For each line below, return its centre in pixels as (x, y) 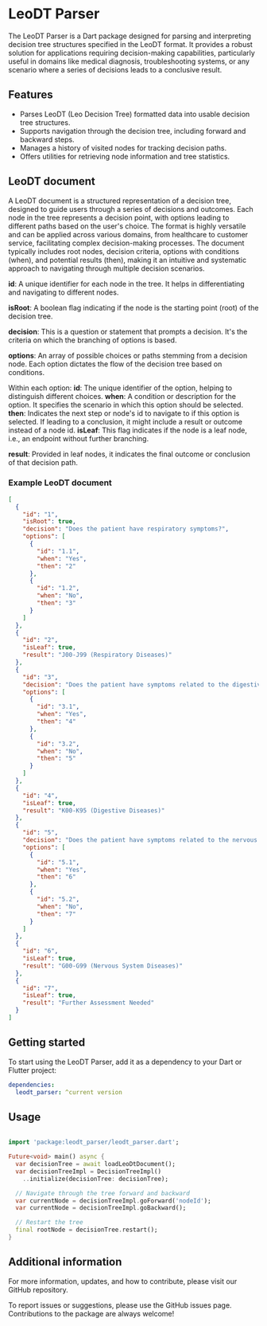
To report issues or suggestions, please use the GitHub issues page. (120, 1305)
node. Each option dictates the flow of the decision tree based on (115, 364)
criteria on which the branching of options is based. (93, 340)
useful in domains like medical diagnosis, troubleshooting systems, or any (129, 61)
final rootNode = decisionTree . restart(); (87, 1230)
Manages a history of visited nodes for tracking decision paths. (123, 147)
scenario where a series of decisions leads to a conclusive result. (115, 69)
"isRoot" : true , (50, 522)
